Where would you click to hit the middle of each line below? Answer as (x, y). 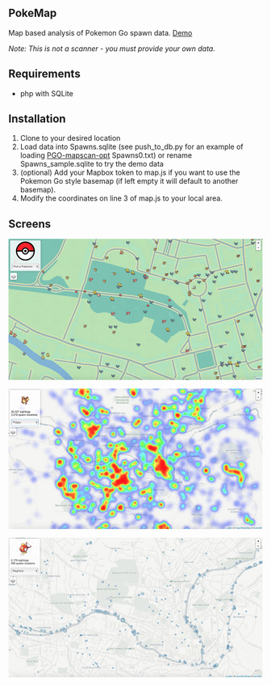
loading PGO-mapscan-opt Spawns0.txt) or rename (106, 155)
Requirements (44, 74)
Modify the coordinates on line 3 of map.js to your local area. (121, 198)
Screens (29, 224)
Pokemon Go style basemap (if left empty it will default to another (129, 181)
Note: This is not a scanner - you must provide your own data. (112, 49)
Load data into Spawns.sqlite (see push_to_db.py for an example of (131, 147)
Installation (37, 119)
